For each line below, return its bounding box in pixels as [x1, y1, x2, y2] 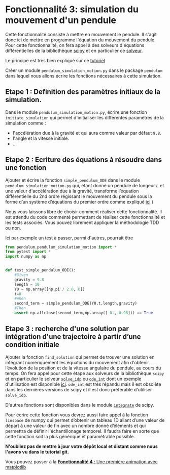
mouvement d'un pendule [5, 14, 117, 26]
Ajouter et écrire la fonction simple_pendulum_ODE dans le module [5, 177, 141, 183]
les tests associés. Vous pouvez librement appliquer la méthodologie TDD [5, 219, 159, 226]
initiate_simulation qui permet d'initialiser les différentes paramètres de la [5, 114, 164, 120]
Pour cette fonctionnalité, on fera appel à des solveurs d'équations [5, 42, 145, 48]
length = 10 [14, 282, 40, 287]
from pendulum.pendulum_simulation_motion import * [5, 244, 117, 249]
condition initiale [5, 340, 59, 349]
